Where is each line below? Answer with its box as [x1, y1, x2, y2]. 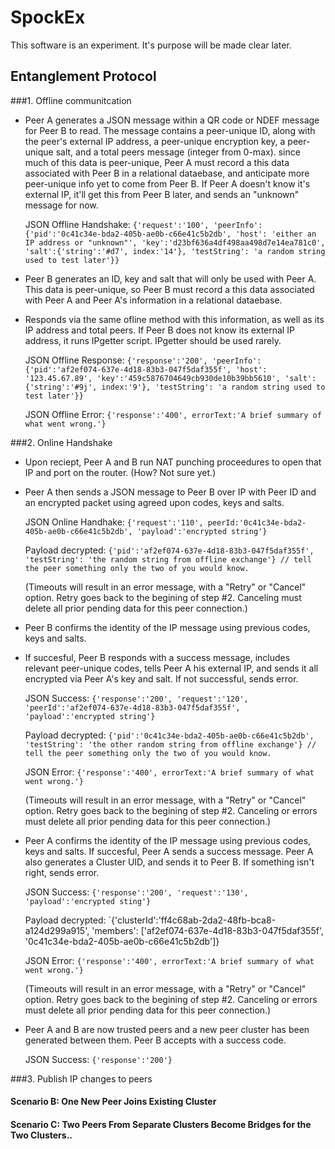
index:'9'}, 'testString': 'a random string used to [101, 382, 326, 392]
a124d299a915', [24, 924, 90, 936]
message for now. [24, 199, 99, 211]
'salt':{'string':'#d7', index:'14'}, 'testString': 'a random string [24, 246, 326, 256]
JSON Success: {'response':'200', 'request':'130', [24, 886, 249, 898]
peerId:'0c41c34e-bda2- [207, 517, 307, 528]
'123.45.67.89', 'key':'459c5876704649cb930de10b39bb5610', [24, 373, 281, 383]
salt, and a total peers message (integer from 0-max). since [55, 146, 301, 158]
